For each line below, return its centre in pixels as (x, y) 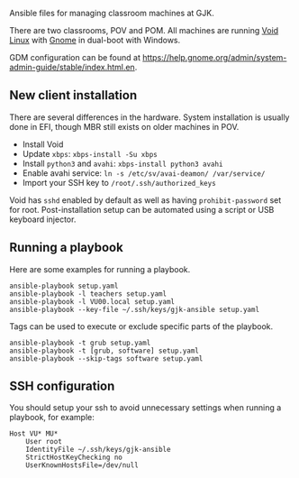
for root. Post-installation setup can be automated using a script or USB (142, 209)
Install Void (43, 144)
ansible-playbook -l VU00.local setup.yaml (92, 301)
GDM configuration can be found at (75, 57)
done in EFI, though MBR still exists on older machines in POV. (124, 126)
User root (44, 442)
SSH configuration (62, 386)
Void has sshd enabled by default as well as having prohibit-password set (145, 200)
